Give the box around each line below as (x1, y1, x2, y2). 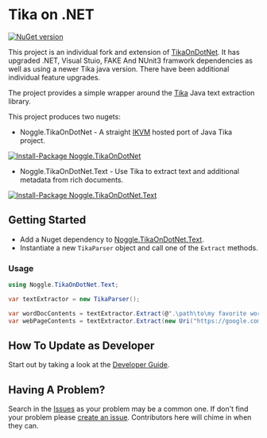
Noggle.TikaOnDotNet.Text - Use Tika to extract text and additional (19, 166, 240, 176)
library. (8, 96, 32, 106)
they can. (8, 421, 39, 431)
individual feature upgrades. (8, 72, 101, 82)
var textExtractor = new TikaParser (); (8, 295, 141, 303)
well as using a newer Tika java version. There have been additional (8, 64, 230, 73)
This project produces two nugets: (8, 111, 121, 121)
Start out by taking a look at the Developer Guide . (8, 360, 170, 370)
